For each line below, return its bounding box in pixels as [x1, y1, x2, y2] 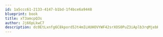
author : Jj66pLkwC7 [5, 20, 45, 25]
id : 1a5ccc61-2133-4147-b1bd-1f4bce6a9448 [5, 7, 92, 12]
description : [5, 25, 32, 30]
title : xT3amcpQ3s [5, 16, 42, 21]
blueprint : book [5, 12, 38, 16]
